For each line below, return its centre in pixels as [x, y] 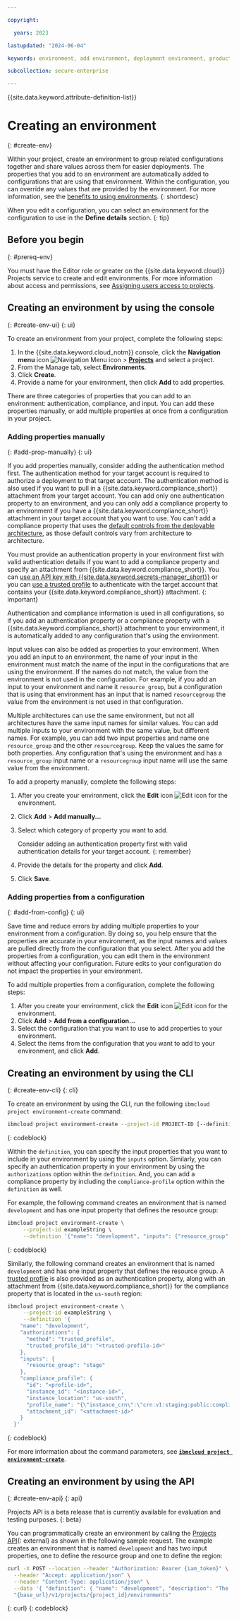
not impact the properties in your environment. [75, 971]
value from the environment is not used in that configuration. [95, 701]
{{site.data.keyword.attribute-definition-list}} [72, 97]
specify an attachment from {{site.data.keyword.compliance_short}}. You [114, 569]
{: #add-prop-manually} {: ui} [50, 452]
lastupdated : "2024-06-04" [47, 46]
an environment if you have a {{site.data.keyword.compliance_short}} [108, 510]
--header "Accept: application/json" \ [72, 1575]
